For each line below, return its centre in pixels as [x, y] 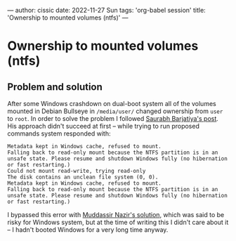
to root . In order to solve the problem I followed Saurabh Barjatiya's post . [113, 118]
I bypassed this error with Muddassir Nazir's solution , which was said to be [116, 215]
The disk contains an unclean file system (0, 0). [83, 177]
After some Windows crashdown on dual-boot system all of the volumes [112, 104]
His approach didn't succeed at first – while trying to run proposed [104, 126]
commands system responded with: [59, 133]
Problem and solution [55, 87]
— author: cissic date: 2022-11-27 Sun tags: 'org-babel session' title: [106, 10]
